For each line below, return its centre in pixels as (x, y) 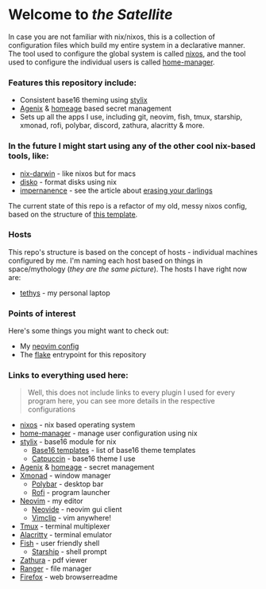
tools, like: (29, 156)
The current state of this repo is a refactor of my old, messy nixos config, (128, 205)
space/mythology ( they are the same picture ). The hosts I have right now (128, 269)
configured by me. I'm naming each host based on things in (106, 260)
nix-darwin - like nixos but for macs (78, 174)
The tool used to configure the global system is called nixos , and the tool (127, 53)
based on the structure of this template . (73, 214)
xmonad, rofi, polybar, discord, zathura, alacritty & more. (112, 126)
